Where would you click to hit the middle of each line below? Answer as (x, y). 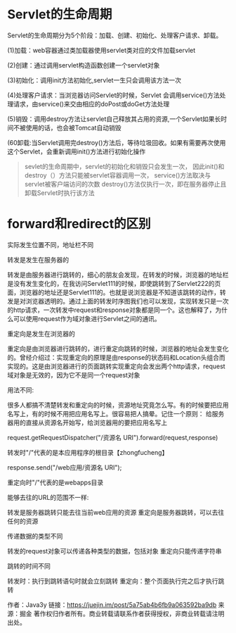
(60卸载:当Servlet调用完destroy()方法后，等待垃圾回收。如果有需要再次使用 (117, 142)
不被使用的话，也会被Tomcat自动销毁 (67, 127)
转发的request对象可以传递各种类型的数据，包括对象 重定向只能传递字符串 (115, 551)
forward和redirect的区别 (79, 224)
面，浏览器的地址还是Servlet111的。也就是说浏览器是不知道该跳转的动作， (113, 292)
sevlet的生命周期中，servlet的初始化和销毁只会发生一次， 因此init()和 (124, 166)
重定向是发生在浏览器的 (41, 333)
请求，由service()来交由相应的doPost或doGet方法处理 (91, 104)
